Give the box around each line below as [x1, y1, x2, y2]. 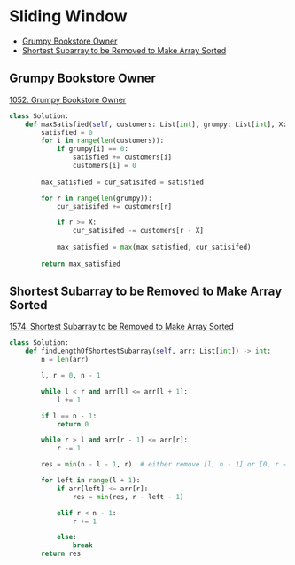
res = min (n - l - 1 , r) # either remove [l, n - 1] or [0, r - [41, 460, 288, 469]
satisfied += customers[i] [72, 153, 173, 162]
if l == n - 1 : [41, 411, 97, 420]
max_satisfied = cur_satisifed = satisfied [41, 178, 204, 187]
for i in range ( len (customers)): [41, 136, 165, 146]
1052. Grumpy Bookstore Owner [9, 94, 127, 105]
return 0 [56, 419, 89, 428]
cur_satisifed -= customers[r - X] [72, 227, 204, 235]
